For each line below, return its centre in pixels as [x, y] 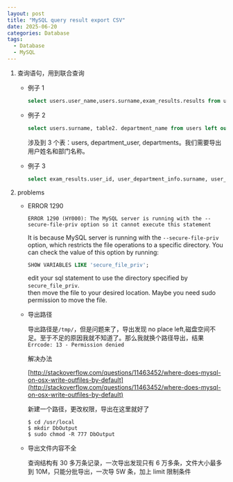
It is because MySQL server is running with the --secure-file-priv [123, 238]
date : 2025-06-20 [32, 26]
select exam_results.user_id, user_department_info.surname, [118, 179]
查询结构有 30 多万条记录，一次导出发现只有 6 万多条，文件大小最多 [125, 463]
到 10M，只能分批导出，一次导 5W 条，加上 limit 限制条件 [109, 472]
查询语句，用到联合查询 [51, 73]
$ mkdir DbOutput [53, 429]
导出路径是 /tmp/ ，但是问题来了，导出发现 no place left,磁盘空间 [119, 329]
